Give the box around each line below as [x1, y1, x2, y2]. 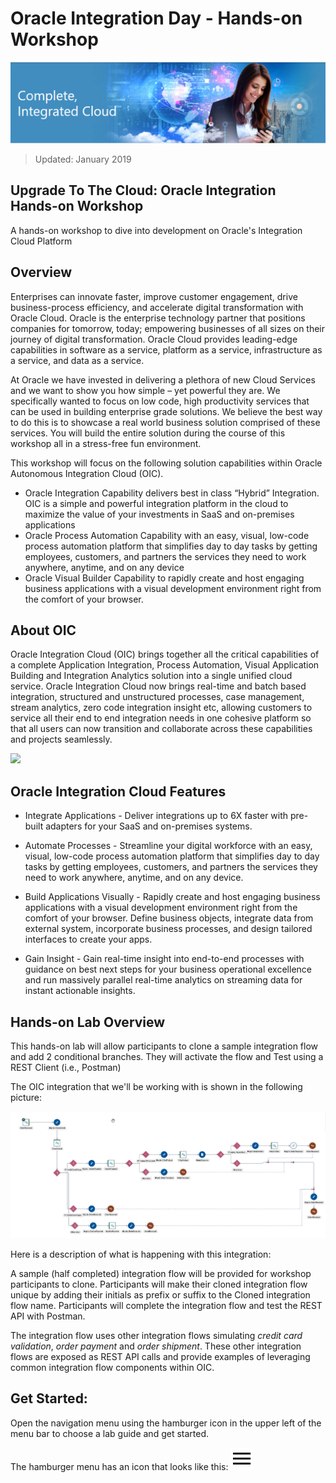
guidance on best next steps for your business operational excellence [24, 963, 312, 976]
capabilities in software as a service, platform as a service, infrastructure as [10, 343, 323, 356]
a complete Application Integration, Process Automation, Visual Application [10, 659, 320, 671]
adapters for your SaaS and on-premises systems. [45, 820, 253, 832]
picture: [10, 1091, 43, 1103]
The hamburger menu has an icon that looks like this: [10, 1460, 229, 1472]
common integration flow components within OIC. [10, 1361, 215, 1373]
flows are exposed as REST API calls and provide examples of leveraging [10, 1350, 311, 1362]
